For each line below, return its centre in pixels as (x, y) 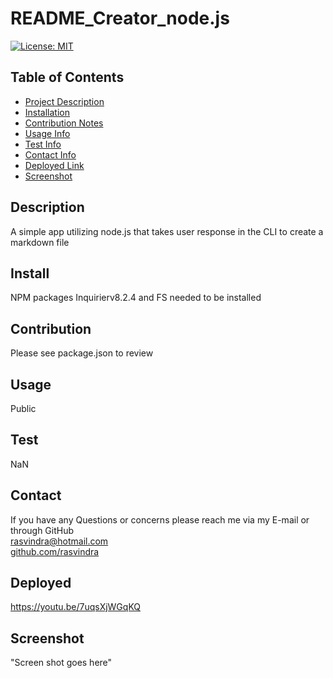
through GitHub (42, 530)
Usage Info (47, 133)
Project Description (64, 101)
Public (23, 408)
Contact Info (50, 154)
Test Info (43, 144)
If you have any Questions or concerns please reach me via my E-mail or (160, 519)
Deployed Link (54, 165)
